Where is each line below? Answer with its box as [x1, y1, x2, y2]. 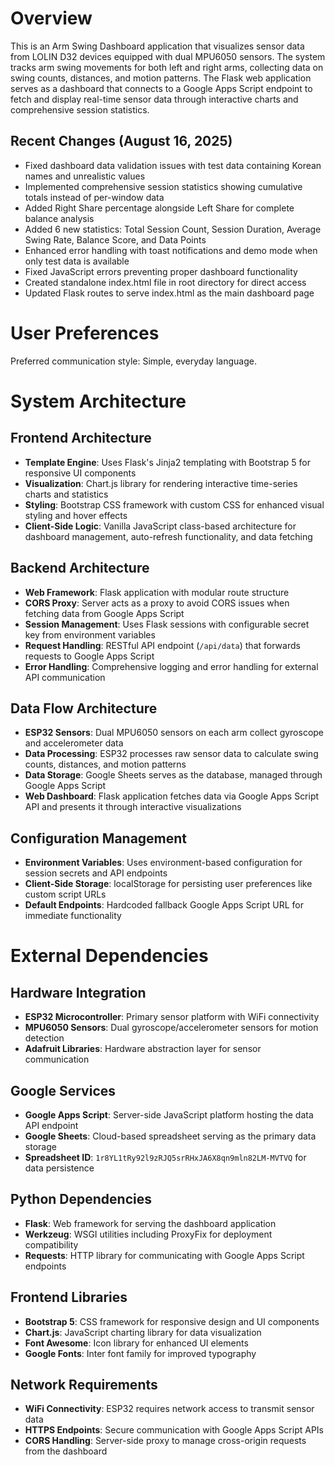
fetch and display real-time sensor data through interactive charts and [10, 93, 299, 105]
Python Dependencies [10, 1191, 152, 1208]
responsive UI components [24, 467, 137, 479]
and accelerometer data [24, 737, 124, 749]
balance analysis [24, 212, 95, 224]
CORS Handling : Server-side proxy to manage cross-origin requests [24, 1435, 307, 1447]
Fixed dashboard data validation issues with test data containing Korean [24, 159, 322, 171]
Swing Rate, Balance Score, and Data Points [24, 233, 207, 246]
